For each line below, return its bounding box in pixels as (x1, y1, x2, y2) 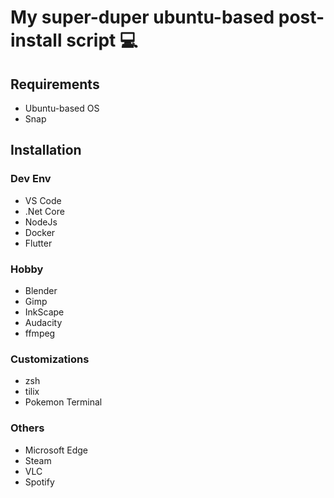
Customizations (10, 352, 90, 366)
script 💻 (66, 29, 138, 52)
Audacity (24, 316, 63, 328)
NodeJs (24, 216, 58, 228)
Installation (10, 142, 82, 159)
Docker (24, 226, 56, 238)
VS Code (24, 194, 62, 206)
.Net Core (24, 205, 65, 217)
